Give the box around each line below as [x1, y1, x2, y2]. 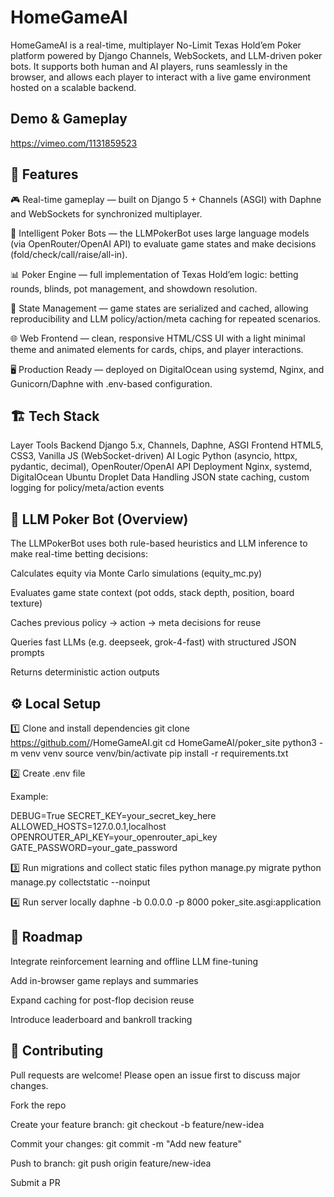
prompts [10, 647, 45, 659]
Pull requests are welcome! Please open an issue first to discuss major [10, 1069, 301, 1081]
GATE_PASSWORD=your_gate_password [10, 842, 178, 853]
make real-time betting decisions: [10, 548, 149, 560]
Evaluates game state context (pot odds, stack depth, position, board [10, 587, 295, 599]
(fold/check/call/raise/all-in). [10, 248, 128, 260]
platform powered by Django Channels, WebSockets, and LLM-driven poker [10, 49, 323, 61]
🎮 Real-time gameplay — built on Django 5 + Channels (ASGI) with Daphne [10, 193, 322, 205]
